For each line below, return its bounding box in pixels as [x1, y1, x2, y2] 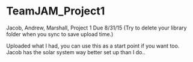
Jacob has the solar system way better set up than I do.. [6, 48, 146, 55]
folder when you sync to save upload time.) [6, 30, 114, 37]
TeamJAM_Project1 [6, 4, 105, 18]
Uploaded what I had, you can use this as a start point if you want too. [6, 42, 180, 49]
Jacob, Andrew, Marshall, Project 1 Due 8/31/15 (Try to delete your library [6, 24, 187, 31]
